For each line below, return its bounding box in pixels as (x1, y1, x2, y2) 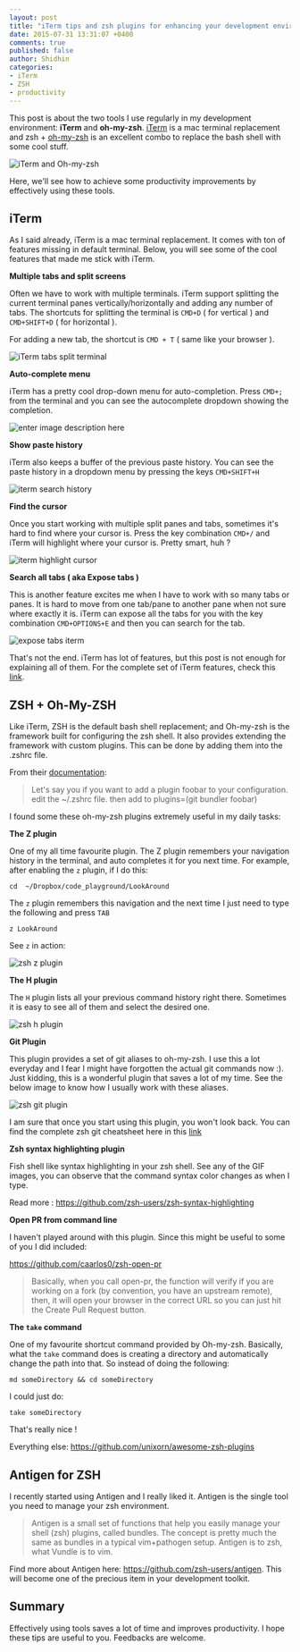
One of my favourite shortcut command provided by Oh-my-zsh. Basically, (9, 1339, 283, 1350)
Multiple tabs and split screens (9, 271, 127, 282)
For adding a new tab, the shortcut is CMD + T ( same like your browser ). (9, 334, 275, 345)
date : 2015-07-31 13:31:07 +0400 (9, 29, 134, 38)
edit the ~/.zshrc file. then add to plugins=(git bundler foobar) (30, 794, 258, 805)
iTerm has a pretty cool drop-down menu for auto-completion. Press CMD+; (9, 386, 283, 397)
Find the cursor (9, 501, 68, 512)
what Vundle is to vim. (30, 1546, 113, 1556)
